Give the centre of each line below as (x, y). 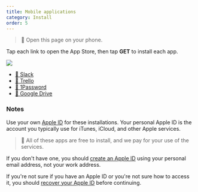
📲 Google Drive (33, 94)
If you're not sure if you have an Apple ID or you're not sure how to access (98, 176)
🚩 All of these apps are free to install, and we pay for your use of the (105, 140)
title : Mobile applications (41, 12)
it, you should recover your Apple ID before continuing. (74, 182)
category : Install (29, 17)
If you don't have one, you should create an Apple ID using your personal (96, 158)
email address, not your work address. (54, 164)
